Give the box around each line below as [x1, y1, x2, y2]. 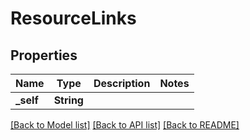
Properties [10, 47, 78, 64]
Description [93, 77, 151, 90]
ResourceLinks [10, 7, 137, 30]
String [53, 93, 84, 107]
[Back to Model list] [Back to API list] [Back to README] [10, 119, 240, 131]
